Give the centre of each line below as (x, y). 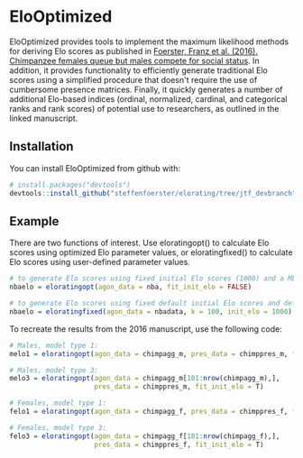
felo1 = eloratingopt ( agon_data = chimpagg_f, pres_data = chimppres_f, (149, 412)
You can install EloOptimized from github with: (95, 168)
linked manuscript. (44, 118)
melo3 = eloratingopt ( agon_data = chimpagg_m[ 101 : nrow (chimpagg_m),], (145, 379)
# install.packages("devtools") (70, 185)
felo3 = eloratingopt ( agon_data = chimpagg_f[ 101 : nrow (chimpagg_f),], (145, 436)
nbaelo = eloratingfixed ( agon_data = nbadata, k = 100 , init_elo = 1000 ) (151, 311)
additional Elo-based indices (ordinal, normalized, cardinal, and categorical (148, 99)
